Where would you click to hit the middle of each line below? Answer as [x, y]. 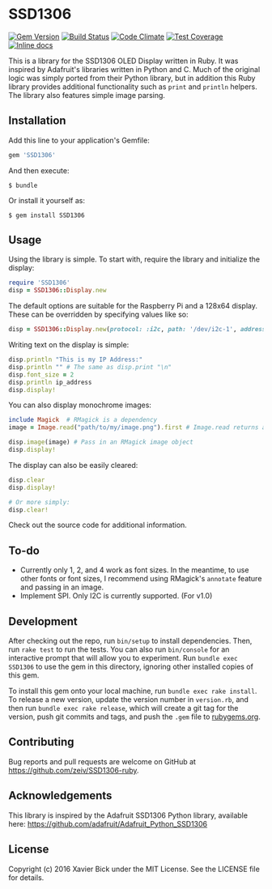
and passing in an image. [62, 587]
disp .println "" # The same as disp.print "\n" [90, 367]
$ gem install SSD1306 [47, 215]
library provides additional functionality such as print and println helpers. [133, 87]
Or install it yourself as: [47, 200]
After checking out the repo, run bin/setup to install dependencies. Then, [130, 641]
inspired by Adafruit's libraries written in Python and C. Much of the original [134, 69]
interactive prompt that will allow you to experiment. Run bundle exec [123, 658]
